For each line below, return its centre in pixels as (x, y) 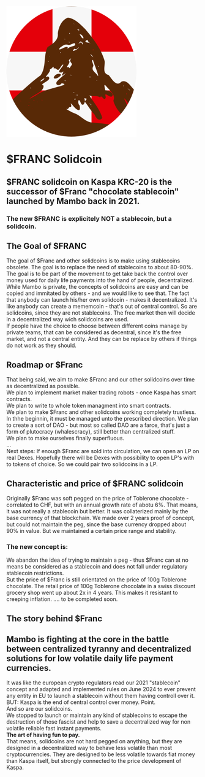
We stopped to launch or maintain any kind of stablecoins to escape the (97, 715)
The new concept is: (37, 546)
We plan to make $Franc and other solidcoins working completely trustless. (101, 412)
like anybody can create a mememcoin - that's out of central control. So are (102, 307)
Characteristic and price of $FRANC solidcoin (95, 484)
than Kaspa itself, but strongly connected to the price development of (94, 761)
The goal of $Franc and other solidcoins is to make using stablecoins (93, 261)
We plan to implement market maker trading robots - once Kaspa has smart (101, 392)
